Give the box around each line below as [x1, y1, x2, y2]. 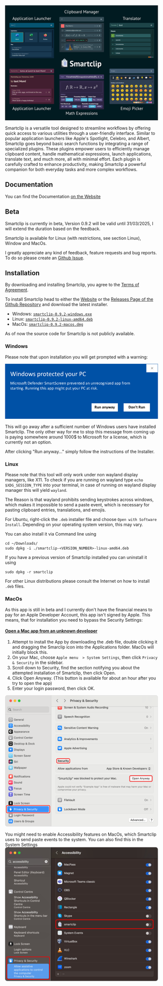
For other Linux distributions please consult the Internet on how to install [5, 578, 150, 584]
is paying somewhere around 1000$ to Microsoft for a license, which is [5, 434, 147, 440]
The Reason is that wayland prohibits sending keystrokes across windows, [5, 497, 154, 502]
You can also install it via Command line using [5, 531, 97, 537]
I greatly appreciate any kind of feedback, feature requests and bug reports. [5, 250, 157, 255]
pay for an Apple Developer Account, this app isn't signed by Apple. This [5, 611, 150, 618]
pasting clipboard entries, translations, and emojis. [5, 507, 106, 513]
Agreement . [5, 287, 29, 293]
